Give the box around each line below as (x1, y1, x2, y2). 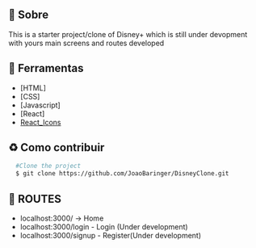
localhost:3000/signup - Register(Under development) (19, 231, 202, 240)
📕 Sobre (8, 8, 49, 22)
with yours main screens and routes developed (8, 38, 165, 48)
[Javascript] (19, 100, 61, 110)
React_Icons (19, 117, 62, 127)
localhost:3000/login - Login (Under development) (19, 222, 188, 231)
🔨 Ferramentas (8, 61, 84, 75)
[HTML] (19, 82, 47, 93)
